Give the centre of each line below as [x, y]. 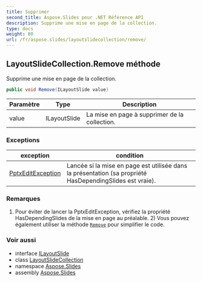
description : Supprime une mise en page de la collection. [82, 23]
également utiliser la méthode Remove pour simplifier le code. [90, 225]
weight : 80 [20, 34]
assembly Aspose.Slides [45, 272]
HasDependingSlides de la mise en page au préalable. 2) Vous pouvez [102, 218]
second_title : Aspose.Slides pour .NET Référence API [75, 17]
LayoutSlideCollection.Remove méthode [84, 64]
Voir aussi [21, 240]
